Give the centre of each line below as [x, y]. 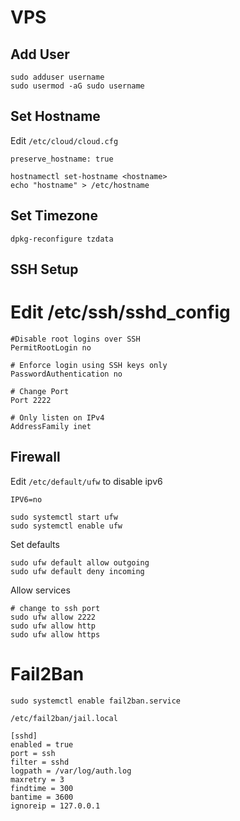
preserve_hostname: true [62, 159]
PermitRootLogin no [51, 347]
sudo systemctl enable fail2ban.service [96, 701]
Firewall [35, 457]
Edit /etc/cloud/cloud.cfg [64, 140]
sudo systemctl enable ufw [66, 526]
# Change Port [40, 391]
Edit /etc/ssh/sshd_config [120, 312]
